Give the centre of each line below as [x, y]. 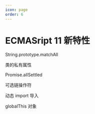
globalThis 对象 [21, 106]
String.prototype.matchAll [32, 55]
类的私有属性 [18, 65]
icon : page [16, 10]
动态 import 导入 [22, 96]
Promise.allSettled [24, 75]
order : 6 [14, 14]
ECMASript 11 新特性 [48, 41]
